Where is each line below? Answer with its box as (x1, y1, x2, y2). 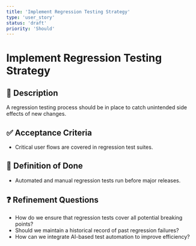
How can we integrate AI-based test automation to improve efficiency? (14, 233, 191, 240)
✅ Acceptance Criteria (6, 127, 92, 138)
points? (14, 220, 34, 227)
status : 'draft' (6, 20, 47, 26)
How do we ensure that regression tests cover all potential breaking (14, 214, 183, 221)
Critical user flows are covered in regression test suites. (14, 143, 153, 151)
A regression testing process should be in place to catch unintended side (6, 104, 188, 111)
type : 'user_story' (6, 14, 55, 20)
